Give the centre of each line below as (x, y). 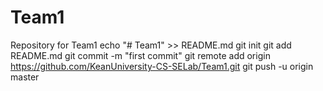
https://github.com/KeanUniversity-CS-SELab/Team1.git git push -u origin (162, 66)
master (25, 77)
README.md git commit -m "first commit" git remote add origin (140, 55)
